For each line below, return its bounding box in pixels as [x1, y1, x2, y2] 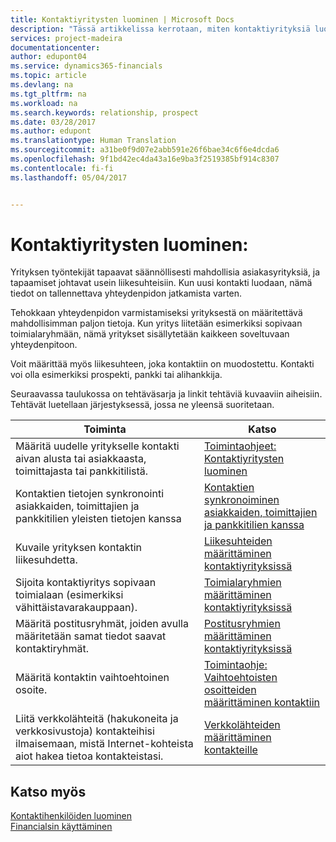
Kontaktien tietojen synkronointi [15, 487, 164, 501]
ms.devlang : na [10, 80, 74, 90]
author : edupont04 [10, 52, 87, 62]
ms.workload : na [10, 98, 78, 108]
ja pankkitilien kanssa [203, 518, 305, 532]
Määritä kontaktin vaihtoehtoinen [15, 671, 170, 685]
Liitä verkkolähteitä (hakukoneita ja [15, 712, 179, 726]
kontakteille [203, 743, 258, 757]
